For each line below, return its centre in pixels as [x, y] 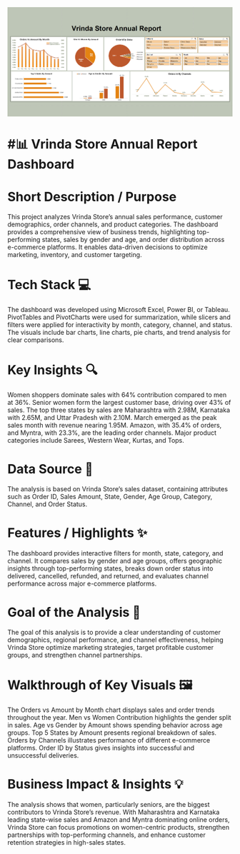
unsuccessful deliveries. [43, 755]
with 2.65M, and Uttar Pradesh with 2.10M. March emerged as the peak [112, 417]
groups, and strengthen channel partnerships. [75, 655]
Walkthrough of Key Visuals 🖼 [100, 685]
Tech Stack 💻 [49, 285]
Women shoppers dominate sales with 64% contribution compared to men [117, 395]
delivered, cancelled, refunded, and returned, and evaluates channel [108, 576]
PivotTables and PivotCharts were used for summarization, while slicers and [119, 317]
